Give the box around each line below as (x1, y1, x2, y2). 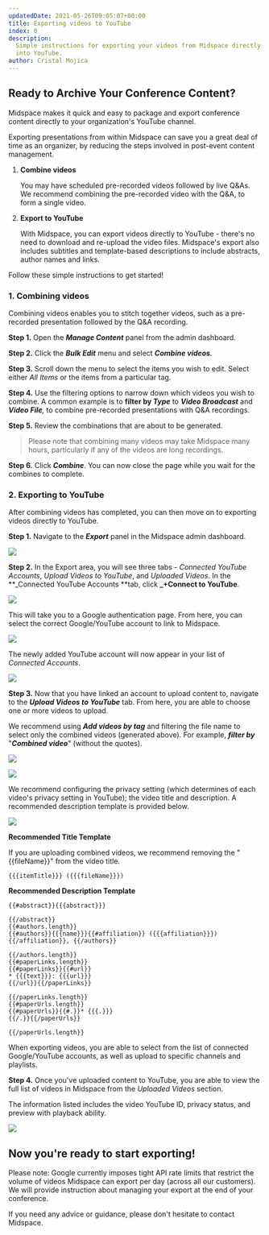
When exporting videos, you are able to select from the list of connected (8, 1042, 249, 1052)
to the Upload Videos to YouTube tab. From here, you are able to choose (8, 698, 251, 707)
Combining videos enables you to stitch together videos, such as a (8, 308, 230, 318)
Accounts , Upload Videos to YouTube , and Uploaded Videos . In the (8, 571, 231, 581)
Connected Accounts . (8, 658, 81, 668)
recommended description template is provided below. (8, 802, 189, 811)
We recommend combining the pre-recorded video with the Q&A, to (19, 189, 246, 198)
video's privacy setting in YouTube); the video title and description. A (8, 793, 238, 802)
